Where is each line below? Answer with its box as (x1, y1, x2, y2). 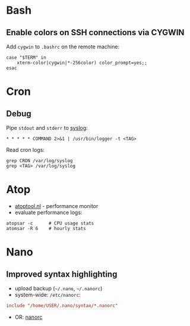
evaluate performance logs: (14, 209, 83, 216)
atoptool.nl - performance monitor (14, 202, 99, 209)
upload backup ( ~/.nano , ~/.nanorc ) (14, 284, 103, 292)
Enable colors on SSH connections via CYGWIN (6, 27, 185, 38)
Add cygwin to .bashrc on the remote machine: (6, 43, 120, 50)
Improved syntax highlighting (6, 269, 118, 279)
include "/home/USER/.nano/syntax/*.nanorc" (6, 302, 118, 309)
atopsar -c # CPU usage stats (6, 220, 94, 226)
